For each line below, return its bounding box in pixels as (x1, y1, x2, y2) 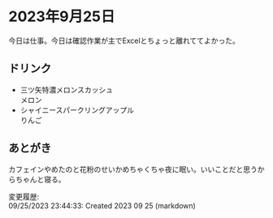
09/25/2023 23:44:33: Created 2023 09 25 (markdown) (8, 200, 197, 211)
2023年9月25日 (8, 7, 115, 26)
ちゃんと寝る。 (15, 174, 66, 184)
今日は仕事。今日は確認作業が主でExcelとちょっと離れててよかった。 (8, 36, 240, 45)
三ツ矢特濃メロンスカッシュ (19, 84, 114, 94)
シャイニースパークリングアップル (19, 105, 135, 114)
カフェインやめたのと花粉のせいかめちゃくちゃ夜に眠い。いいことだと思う (8, 164, 258, 174)
